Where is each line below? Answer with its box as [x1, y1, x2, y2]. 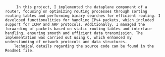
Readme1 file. [5, 48, 35, 53]
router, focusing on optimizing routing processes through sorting [5, 9, 148, 14]
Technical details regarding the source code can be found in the [14, 44, 154, 49]
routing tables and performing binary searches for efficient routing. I [5, 13, 161, 18]
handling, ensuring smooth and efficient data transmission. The [5, 31, 143, 36]
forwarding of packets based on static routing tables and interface [5, 26, 152, 31]
